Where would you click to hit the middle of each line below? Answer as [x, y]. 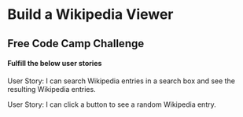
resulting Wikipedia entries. [52, 89]
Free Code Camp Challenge [76, 44]
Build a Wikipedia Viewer [90, 15]
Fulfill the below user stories [55, 64]
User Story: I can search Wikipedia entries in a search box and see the [121, 81]
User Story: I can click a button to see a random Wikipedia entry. [112, 104]
